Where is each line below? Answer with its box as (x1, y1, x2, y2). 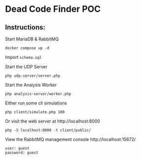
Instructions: (5, 23, 46, 32)
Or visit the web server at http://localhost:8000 (5, 118, 100, 124)
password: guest (5, 150, 38, 155)
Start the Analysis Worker (5, 82, 57, 88)
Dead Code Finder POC (5, 3, 101, 15)
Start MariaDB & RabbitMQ (5, 36, 59, 42)
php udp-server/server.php (5, 73, 60, 78)
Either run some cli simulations (5, 100, 67, 106)
